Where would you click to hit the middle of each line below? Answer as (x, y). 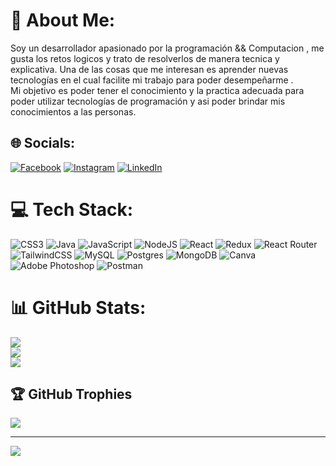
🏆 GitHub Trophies (71, 394)
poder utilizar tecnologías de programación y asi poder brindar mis (148, 101)
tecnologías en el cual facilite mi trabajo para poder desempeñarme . (152, 80)
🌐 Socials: (43, 143)
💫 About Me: (63, 20)
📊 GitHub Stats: (78, 307)
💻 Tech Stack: (72, 209)
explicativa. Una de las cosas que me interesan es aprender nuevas (149, 69)
